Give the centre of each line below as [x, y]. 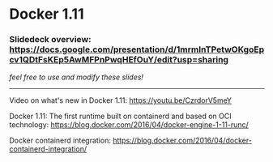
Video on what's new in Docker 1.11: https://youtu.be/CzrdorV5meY [121, 100]
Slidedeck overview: [50, 40]
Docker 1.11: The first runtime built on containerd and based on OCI [120, 116]
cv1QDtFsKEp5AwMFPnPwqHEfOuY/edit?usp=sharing [119, 60]
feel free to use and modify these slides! [77, 77]
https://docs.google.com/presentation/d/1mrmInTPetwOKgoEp [137, 49]
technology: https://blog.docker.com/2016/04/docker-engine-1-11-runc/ [129, 125]
